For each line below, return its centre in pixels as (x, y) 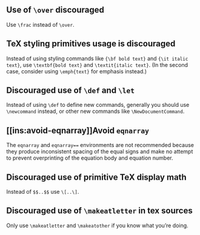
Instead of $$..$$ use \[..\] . (43, 192)
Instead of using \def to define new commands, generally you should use (98, 105)
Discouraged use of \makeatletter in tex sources (99, 211)
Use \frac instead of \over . (40, 24)
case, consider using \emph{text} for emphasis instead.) (77, 71)
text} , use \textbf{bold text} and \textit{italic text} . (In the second (97, 65)
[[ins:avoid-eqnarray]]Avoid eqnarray (78, 130)
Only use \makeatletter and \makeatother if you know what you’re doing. (98, 225)
